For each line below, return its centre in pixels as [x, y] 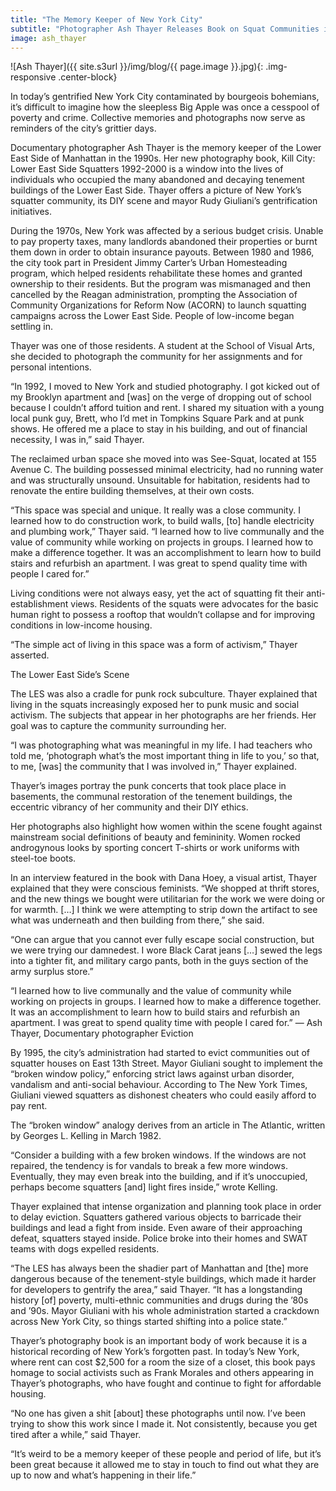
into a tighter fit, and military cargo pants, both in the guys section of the [159, 961]
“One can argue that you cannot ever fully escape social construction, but [162, 940]
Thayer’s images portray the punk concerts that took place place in [148, 786]
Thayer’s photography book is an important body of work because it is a [159, 1341]
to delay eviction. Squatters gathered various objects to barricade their [156, 1217]
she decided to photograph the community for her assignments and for [156, 357]
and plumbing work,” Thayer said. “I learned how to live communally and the [167, 532]
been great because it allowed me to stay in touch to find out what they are [165, 1465]
